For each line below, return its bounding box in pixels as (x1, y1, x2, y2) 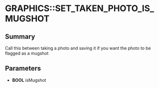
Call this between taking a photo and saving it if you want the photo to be (5, 45, 151, 51)
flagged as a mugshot (5, 50, 49, 56)
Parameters (5, 64, 41, 73)
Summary (5, 32, 35, 41)
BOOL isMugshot (12, 77, 47, 83)
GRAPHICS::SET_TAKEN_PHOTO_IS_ (5, 3, 154, 14)
